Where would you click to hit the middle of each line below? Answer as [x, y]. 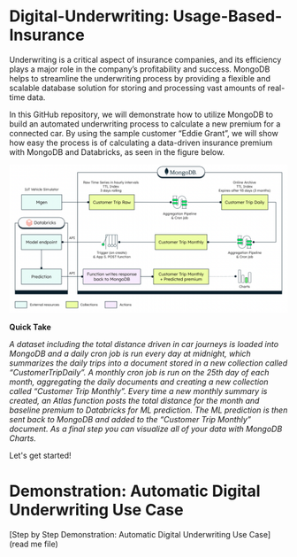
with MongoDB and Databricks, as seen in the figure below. [117, 151]
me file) [45, 544]
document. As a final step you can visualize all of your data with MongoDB [146, 429]
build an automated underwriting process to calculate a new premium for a [145, 124]
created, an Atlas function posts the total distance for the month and [134, 400]
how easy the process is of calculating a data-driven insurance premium [141, 143]
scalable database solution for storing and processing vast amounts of [137, 88]
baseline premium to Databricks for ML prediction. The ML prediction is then [148, 410]
